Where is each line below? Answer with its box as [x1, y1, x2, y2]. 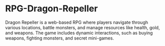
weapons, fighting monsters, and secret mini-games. [5, 35, 114, 41]
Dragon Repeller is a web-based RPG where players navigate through [5, 19, 148, 25]
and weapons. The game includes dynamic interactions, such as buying [5, 30, 153, 36]
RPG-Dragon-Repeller [5, 3, 98, 14]
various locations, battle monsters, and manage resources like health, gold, [5, 24, 160, 30]
